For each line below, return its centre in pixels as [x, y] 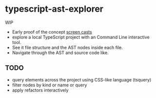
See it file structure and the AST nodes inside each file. [68, 47]
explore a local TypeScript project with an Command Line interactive [81, 37]
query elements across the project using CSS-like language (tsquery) [82, 79]
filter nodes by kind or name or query [49, 85]
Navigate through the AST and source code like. [60, 53]
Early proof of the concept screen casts [52, 32]
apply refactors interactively [40, 90]
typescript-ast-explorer [54, 9]
